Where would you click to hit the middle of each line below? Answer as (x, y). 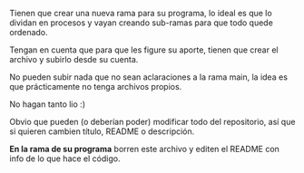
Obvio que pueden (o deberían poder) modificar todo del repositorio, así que (152, 122)
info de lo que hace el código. (65, 159)
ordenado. (29, 32)
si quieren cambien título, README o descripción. (102, 131)
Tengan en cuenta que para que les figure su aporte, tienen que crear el (144, 50)
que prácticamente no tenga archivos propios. (96, 86)
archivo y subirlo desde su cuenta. (74, 59)
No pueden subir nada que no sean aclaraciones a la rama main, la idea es (149, 77)
